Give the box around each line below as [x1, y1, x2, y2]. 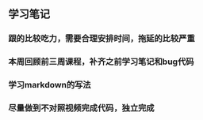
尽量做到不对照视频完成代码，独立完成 [8, 103, 155, 114]
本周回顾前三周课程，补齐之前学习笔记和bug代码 [8, 56, 194, 67]
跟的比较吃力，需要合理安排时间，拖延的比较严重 [8, 33, 196, 44]
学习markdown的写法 [8, 80, 91, 91]
